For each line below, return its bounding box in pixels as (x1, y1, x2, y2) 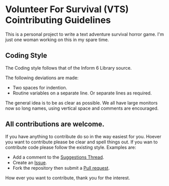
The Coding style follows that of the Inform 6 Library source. (5, 65, 132, 71)
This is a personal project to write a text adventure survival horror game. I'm (5, 31, 164, 37)
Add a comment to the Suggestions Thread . (12, 154, 105, 160)
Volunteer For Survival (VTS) (5, 4, 129, 15)
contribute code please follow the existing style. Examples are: (5, 144, 137, 150)
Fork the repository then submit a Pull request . (12, 165, 110, 171)
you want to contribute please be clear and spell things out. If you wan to (5, 139, 158, 145)
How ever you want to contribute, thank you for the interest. (5, 174, 130, 181)
